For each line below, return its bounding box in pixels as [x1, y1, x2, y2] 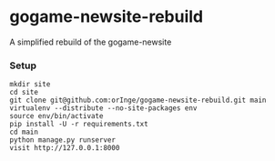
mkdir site [9, 80, 51, 89]
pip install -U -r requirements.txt [9, 120, 148, 129]
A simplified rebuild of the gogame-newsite [9, 36, 172, 47]
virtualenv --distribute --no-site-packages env [9, 104, 198, 113]
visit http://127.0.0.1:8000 [9, 144, 120, 153]
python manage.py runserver [9, 136, 117, 145]
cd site [9, 88, 39, 97]
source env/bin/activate [9, 112, 104, 121]
